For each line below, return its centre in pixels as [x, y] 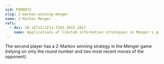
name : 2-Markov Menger [28, 19]
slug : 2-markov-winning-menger [37, 14]
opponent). [16, 56]
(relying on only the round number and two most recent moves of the [74, 51]
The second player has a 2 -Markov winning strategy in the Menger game [79, 46]
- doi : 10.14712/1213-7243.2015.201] [48, 28]
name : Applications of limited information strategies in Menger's [84, 32]
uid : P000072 [18, 10]
